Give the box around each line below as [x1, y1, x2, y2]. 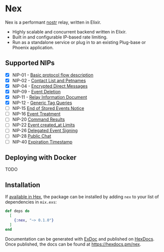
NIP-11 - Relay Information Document [12, 94, 87, 100]
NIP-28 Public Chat [12, 133, 51, 139]
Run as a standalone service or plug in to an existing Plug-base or [12, 39, 146, 45]
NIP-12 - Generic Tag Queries [12, 100, 72, 106]
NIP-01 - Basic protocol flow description [12, 72, 94, 78]
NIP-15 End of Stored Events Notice [12, 106, 85, 111]
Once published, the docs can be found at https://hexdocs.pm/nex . [5, 241, 141, 247]
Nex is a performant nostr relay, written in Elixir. [5, 19, 101, 25]
